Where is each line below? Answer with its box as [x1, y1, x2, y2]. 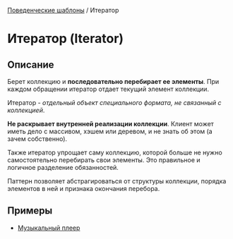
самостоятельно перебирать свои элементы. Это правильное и [7, 156, 201, 164]
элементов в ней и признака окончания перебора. [7, 185, 160, 192]
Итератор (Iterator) [7, 31, 124, 47]
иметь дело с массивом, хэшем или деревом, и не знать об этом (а [7, 127, 213, 135]
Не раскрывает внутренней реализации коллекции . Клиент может [7, 120, 214, 128]
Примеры [7, 204, 53, 217]
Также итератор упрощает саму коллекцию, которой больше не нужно [7, 148, 222, 157]
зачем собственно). [7, 135, 68, 143]
